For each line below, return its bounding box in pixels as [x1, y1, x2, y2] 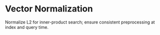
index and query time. [5, 24, 49, 30]
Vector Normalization [5, 3, 93, 14]
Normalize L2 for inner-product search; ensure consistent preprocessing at [5, 19, 155, 25]
